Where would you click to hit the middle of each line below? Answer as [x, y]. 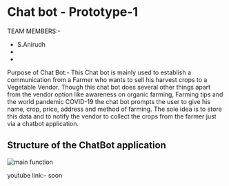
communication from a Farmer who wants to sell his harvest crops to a [107, 79]
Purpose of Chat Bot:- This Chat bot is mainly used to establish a [99, 72]
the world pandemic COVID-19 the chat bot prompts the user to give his [109, 101]
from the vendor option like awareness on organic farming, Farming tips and [115, 94]
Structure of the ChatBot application [87, 145]
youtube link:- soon [35, 175]
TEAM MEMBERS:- [34, 31]
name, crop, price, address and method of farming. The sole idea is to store [114, 109]
